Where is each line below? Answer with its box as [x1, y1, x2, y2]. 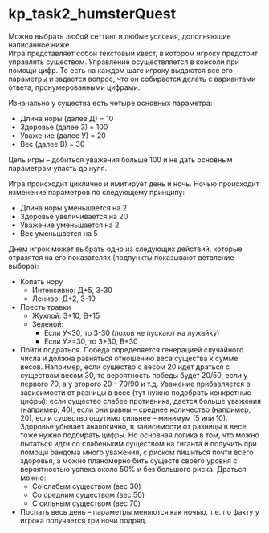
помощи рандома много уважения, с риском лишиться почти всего [19, 447, 254, 457]
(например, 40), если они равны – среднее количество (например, [19, 405, 251, 414]
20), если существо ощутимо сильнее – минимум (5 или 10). [19, 413, 228, 422]
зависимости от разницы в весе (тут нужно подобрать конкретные [19, 387, 251, 397]
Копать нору [19, 276, 63, 286]
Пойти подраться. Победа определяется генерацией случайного [19, 344, 244, 354]
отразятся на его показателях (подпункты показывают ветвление [8, 252, 234, 262]
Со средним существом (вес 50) [31, 490, 145, 499]
